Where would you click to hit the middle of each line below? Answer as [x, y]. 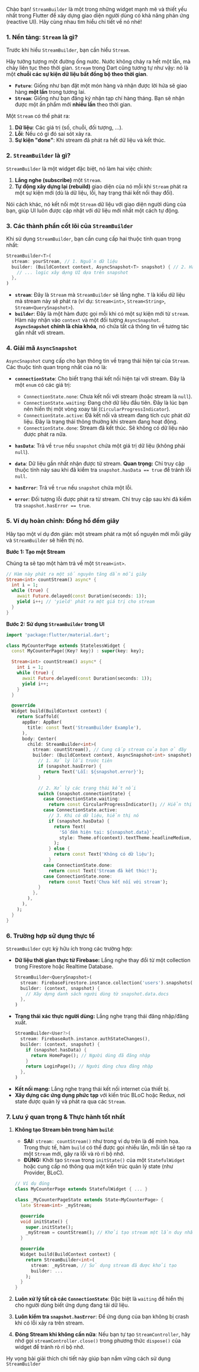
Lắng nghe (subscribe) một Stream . [58, 180]
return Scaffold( [38, 717]
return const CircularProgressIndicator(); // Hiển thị [120, 805]
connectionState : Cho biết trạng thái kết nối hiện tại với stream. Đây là [100, 379]
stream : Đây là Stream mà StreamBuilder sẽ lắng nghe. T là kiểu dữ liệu [100, 295]
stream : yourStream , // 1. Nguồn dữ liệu [65, 261]
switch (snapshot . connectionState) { [84, 793]
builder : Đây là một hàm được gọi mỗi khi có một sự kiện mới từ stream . [102, 314]
